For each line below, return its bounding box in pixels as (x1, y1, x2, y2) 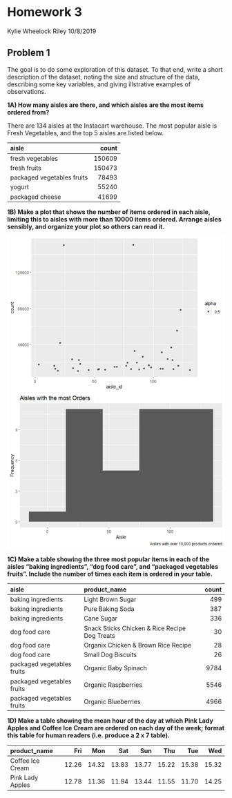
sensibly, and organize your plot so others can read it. (7, 222, 165, 231)
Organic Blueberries (84, 698, 141, 706)
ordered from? (7, 108, 50, 116)
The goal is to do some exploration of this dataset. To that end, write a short (7, 65, 223, 73)
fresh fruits (10, 164, 41, 172)
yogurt (10, 183, 29, 191)
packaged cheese (10, 193, 61, 201)
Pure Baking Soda (84, 605, 135, 613)
